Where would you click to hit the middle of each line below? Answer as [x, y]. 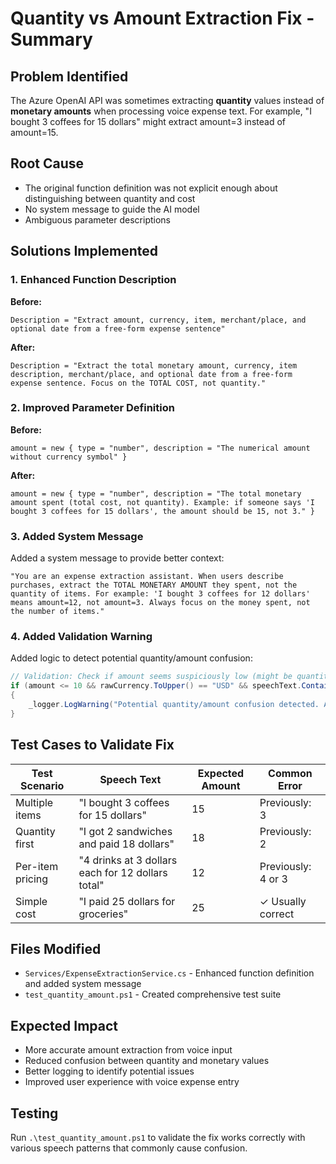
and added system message [83, 984]
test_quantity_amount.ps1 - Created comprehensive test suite [153, 994]
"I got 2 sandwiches [125, 831]
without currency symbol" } [69, 457]
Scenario [42, 785]
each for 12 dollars [123, 872]
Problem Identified [69, 76]
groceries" [103, 914]
